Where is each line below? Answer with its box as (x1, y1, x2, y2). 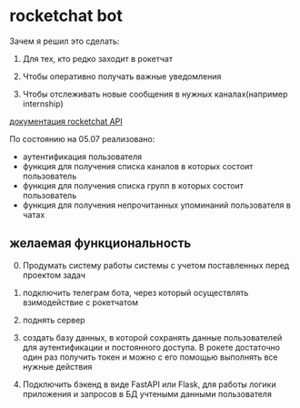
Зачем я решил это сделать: (9, 36, 120, 46)
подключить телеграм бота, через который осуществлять (22, 287, 249, 298)
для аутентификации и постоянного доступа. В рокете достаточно (22, 342, 280, 352)
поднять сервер (22, 314, 85, 325)
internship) (22, 97, 64, 109)
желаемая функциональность (9, 236, 192, 251)
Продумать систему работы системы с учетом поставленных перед (22, 260, 290, 270)
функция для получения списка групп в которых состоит (22, 179, 244, 191)
